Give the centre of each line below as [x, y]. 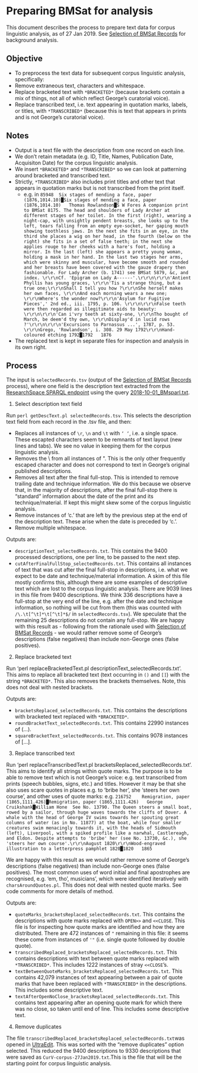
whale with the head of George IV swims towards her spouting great [92, 818]
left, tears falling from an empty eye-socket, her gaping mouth [106, 226]
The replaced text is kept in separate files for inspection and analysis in [102, 341]
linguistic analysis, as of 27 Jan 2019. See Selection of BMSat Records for [96, 33]
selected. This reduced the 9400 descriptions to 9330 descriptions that [94, 1051]
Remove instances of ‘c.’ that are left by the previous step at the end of [101, 515]
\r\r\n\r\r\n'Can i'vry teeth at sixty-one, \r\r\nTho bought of [106, 314]
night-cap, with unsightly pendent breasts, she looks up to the [106, 221]
